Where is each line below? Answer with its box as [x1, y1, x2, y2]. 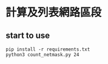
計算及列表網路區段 [5, 5, 102, 20]
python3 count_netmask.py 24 [5, 52, 79, 58]
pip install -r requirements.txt [5, 46, 90, 52]
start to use [5, 30, 50, 40]
